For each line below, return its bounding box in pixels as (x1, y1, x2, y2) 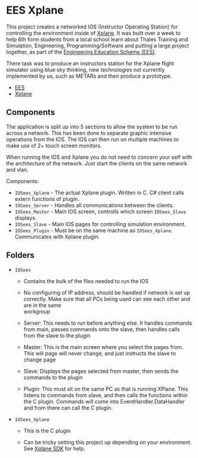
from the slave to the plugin (23, 332, 90, 339)
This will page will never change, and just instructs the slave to (23, 350, 176, 357)
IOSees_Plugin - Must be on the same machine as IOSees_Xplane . (14, 226, 173, 234)
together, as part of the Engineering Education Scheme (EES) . (6, 48, 157, 55)
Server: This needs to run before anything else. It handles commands (23, 319, 192, 326)
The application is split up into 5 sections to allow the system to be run (6, 123, 178, 130)
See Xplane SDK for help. (23, 445, 86, 452)
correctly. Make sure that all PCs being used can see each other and (23, 295, 190, 302)
